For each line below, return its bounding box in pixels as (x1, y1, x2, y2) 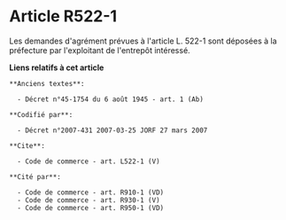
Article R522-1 (9, 6, 118, 27)
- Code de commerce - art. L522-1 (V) (17, 157, 161, 166)
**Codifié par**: (9, 110, 73, 119)
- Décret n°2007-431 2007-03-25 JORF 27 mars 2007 (17, 126, 208, 135)
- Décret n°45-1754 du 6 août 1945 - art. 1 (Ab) (17, 95, 204, 104)
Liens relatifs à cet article (9, 62, 104, 73)
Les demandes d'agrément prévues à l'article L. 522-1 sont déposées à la (9, 35, 277, 46)
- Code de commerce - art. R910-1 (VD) (17, 188, 165, 197)
